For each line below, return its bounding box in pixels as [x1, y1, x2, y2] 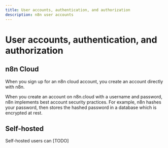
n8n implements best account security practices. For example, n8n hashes [5, 99, 161, 105]
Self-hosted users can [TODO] [5, 138, 69, 144]
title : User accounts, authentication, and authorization [5, 7, 130, 13]
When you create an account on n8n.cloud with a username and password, [5, 93, 162, 99]
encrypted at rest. [5, 109, 43, 116]
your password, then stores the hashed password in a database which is [5, 104, 157, 110]
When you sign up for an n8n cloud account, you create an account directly [5, 78, 163, 84]
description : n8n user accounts [5, 12, 74, 17]
